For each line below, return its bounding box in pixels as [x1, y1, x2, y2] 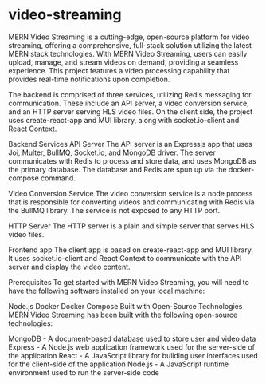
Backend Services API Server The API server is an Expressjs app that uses [8, 139, 252, 148]
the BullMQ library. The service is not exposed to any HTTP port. [8, 205, 221, 215]
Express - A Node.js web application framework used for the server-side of [8, 342, 256, 352]
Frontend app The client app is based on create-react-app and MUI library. [8, 245, 253, 255]
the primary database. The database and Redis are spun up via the [8, 164, 227, 174]
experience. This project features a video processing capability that [8, 65, 230, 75]
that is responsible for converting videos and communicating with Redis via [8, 197, 255, 207]
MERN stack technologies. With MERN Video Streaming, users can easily [8, 49, 248, 58]
